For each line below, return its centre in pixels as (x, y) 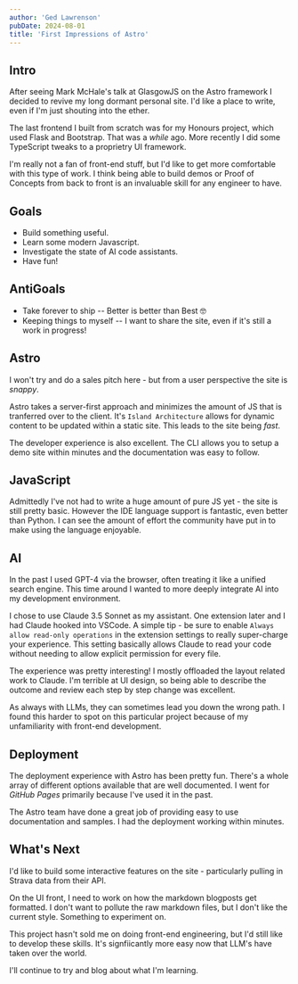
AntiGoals (37, 289)
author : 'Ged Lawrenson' (55, 17)
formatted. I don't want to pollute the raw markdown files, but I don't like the (149, 907)
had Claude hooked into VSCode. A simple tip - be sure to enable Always (141, 625)
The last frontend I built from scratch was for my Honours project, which (141, 128)
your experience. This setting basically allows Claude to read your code (141, 644)
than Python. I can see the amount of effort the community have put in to (142, 521)
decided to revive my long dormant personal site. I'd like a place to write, (142, 101)
